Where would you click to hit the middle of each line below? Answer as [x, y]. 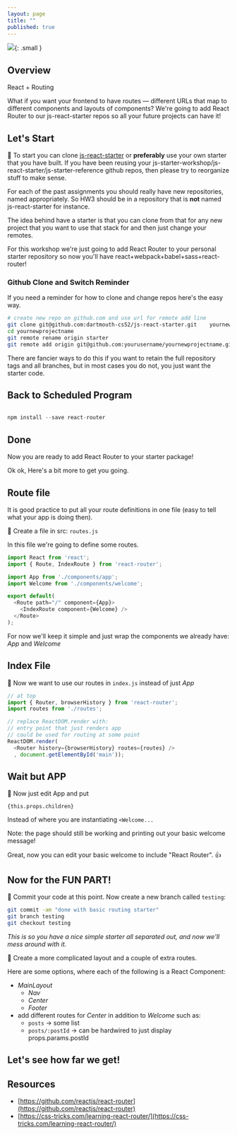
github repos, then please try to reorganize [167, 170]
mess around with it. [37, 944]
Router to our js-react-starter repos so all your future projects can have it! [114, 116]
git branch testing [36, 916]
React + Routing [31, 87]
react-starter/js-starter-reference [55, 170]
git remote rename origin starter [58, 338]
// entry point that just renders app [64, 728]
